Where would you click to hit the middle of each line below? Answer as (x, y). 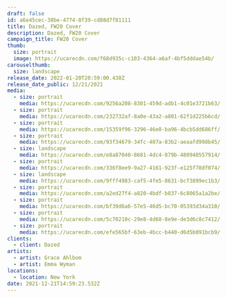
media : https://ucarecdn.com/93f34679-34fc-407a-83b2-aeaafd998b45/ (120, 142)
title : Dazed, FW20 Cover (44, 26)
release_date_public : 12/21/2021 (55, 84)
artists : (20, 252)
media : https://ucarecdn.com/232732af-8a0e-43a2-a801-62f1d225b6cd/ (120, 116)
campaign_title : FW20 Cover (48, 39)
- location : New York (45, 277)
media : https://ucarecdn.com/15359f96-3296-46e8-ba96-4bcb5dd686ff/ (120, 129)
